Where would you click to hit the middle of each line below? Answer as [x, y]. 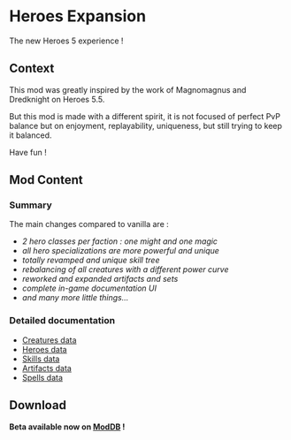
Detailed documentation [62, 321]
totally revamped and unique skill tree [91, 260]
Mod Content [46, 180]
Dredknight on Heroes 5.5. [57, 99]
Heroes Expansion [78, 16]
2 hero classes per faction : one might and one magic [120, 241]
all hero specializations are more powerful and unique [120, 251]
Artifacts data [47, 368]
